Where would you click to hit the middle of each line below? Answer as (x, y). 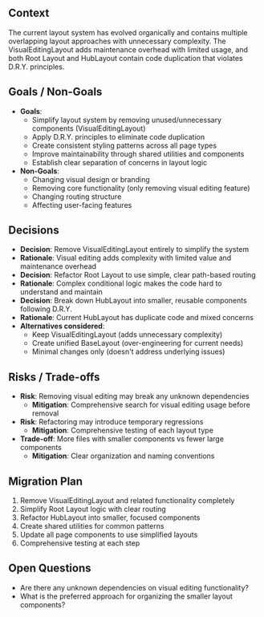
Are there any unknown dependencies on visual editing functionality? (134, 587)
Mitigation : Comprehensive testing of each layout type (123, 430)
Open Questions (50, 568)
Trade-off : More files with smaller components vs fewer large (122, 439)
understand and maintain (61, 292)
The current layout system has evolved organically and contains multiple (128, 32)
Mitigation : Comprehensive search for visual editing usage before (141, 405)
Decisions (34, 231)
